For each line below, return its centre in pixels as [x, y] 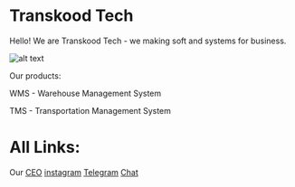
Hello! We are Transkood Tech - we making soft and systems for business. [148, 41]
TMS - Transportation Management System [90, 110]
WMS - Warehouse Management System [86, 93]
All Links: [45, 148]
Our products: [35, 75]
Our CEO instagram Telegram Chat [74, 172]
